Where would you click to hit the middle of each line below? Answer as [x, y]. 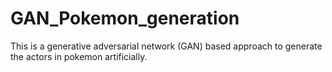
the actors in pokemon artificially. [79, 56]
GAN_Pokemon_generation [125, 18]
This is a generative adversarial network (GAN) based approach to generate [166, 46]
